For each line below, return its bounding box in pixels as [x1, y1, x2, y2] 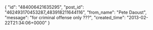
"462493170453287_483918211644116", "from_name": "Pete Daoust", [4, 9, 147, 15]
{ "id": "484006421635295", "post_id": [4, 4, 84, 10]
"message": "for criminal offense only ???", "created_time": [4, 15, 126, 20]
